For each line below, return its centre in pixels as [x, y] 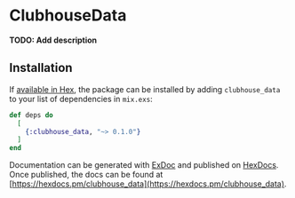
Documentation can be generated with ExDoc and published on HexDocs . [144, 165]
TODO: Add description [53, 40]
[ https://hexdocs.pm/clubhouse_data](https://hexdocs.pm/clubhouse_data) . [148, 184]
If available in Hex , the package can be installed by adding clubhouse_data [145, 89]
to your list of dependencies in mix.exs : [81, 99]
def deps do [31, 115]
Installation [41, 68]
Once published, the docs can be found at [86, 175]
